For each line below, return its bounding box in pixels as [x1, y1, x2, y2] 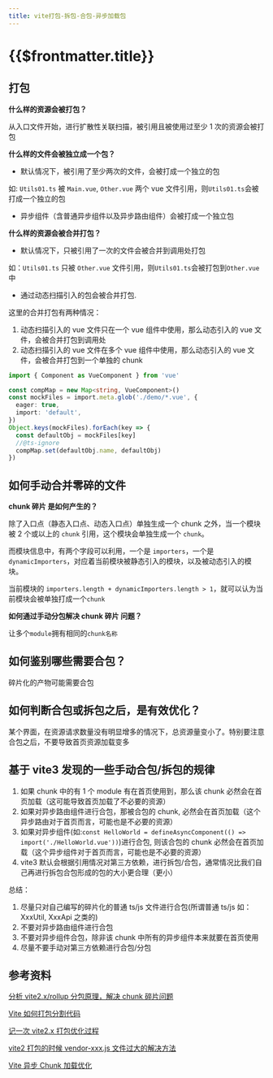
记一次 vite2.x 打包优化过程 [8, 1026, 99, 1036]
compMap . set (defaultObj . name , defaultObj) [15, 446, 162, 455]
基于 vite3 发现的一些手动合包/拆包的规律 [8, 763, 215, 777]
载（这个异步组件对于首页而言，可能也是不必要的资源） [19, 846, 206, 857]
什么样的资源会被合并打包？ [8, 228, 102, 238]
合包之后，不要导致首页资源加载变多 [8, 737, 130, 747]
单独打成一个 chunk [43, 594, 106, 604]
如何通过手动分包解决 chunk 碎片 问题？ [8, 611, 142, 621]
